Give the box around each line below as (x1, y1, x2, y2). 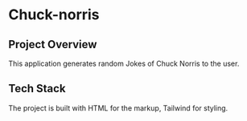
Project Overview (8, 38, 97, 51)
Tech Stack (8, 82, 66, 95)
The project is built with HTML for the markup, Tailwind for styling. (8, 103, 228, 113)
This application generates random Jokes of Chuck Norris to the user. (8, 58, 240, 68)
